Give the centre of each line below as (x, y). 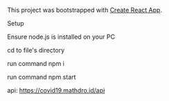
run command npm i (36, 64)
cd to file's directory (36, 50)
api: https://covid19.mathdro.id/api (56, 90)
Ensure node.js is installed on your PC (61, 37)
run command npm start (42, 77)
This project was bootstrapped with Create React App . (85, 10)
